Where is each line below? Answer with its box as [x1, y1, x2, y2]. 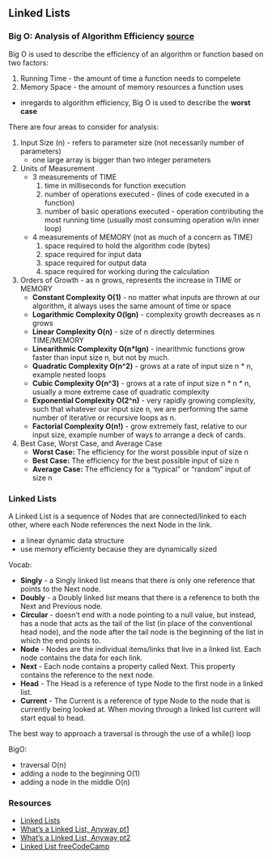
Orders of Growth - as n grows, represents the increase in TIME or [19, 275, 241, 285]
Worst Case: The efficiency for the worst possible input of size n [32, 446, 249, 456]
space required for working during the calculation [44, 266, 210, 276]
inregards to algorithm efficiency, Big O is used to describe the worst [19, 97, 251, 108]
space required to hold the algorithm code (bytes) [44, 240, 210, 250]
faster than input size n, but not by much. [32, 352, 170, 362]
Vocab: [8, 560, 32, 569]
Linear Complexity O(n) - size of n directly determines [32, 327, 215, 336]
